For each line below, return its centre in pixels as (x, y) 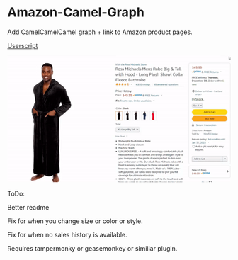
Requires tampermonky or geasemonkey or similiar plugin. (92, 248)
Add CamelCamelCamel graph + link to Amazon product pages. (100, 32)
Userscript (23, 45)
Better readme (28, 207)
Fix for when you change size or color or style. (75, 221)
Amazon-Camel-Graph (76, 12)
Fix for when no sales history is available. (67, 234)
